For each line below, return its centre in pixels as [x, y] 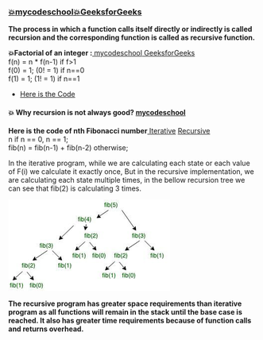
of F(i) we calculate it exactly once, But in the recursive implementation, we [131, 171]
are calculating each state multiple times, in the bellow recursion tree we [127, 180]
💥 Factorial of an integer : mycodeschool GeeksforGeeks [102, 53]
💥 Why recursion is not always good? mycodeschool [97, 112]
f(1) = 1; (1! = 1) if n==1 [44, 79]
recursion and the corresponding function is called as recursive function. [132, 37]
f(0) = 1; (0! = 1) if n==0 [46, 71]
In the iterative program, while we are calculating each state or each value [129, 163]
